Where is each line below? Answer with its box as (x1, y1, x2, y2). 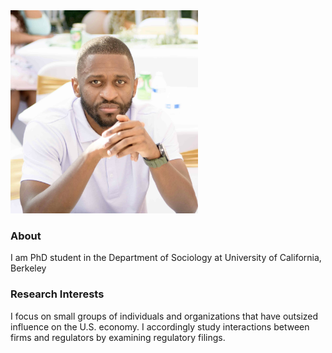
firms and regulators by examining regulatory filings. (10, 331, 226, 343)
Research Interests (10, 287, 105, 301)
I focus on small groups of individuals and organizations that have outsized (10, 310, 319, 322)
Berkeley (10, 262, 47, 274)
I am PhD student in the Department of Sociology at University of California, (10, 252, 322, 264)
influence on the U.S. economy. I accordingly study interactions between (10, 320, 310, 333)
